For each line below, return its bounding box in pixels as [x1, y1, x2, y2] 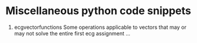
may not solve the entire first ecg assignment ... [14, 29, 131, 37]
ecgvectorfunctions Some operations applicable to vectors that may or [14, 24, 187, 31]
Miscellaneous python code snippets [5, 4, 192, 18]
